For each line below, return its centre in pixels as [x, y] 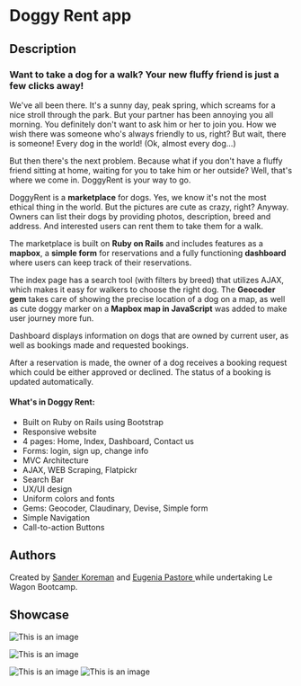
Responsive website [59, 432]
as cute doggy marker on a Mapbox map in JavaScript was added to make [148, 308]
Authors [33, 555]
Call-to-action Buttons [63, 528]
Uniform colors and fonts [68, 499]
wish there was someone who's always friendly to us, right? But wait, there [148, 134]
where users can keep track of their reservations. [101, 263]
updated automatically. [52, 381]
